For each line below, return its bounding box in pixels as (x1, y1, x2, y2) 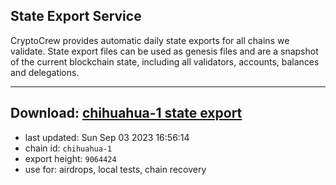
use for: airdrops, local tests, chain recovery (24, 163, 207, 175)
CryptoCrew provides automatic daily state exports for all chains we (10, 34, 290, 46)
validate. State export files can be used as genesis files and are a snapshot (10, 45, 319, 57)
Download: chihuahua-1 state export (10, 105, 243, 122)
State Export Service (10, 8, 142, 25)
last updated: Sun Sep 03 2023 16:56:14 (24, 131, 190, 143)
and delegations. (10, 66, 80, 78)
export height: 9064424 (24, 152, 117, 164)
